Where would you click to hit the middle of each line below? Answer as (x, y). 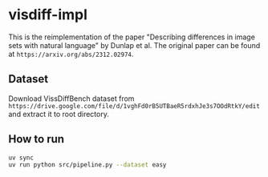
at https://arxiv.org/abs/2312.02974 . (71, 54)
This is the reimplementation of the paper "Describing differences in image (132, 37)
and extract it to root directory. (59, 114)
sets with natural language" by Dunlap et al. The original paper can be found (134, 45)
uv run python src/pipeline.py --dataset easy (87, 165)
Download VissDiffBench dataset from (71, 99)
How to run (37, 139)
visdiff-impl (48, 15)
